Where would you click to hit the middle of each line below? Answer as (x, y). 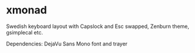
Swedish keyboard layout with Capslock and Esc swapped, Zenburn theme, (98, 26)
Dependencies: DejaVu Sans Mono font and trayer (67, 44)
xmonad (27, 10)
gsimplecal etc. (24, 32)
